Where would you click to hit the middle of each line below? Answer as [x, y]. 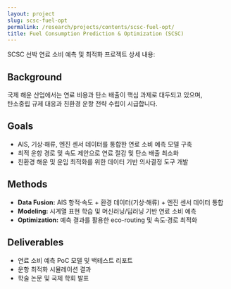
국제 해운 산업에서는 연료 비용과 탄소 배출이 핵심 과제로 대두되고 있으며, [105, 95]
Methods [27, 184]
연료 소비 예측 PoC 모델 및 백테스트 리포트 [75, 260]
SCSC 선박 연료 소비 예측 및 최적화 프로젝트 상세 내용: [81, 54]
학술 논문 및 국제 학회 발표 [53, 278]
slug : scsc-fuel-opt [38, 20]
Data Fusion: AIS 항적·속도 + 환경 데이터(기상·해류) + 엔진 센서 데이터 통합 [120, 202]
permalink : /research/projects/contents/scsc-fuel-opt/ [91, 27]
